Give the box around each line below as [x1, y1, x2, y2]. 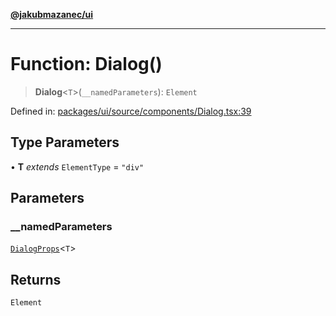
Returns [10, 271, 62, 288]
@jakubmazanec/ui [10, 9, 94, 20]
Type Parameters [10, 134, 120, 151]
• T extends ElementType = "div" [10, 160, 145, 173]
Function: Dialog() [10, 53, 163, 76]
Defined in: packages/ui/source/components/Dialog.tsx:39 [10, 105, 252, 117]
